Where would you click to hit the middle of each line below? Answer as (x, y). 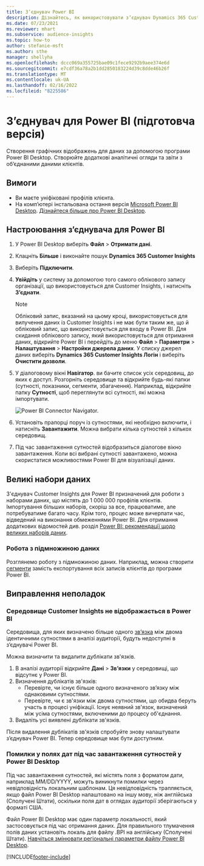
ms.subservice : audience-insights (50, 35)
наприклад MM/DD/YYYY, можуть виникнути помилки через (85, 781)
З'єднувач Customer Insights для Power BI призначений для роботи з (95, 494)
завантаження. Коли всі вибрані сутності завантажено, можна (96, 454)
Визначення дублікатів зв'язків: (56, 681)
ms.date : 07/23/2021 (32, 23)
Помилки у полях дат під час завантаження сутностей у (94, 754)
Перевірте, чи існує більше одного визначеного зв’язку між (102, 688)
